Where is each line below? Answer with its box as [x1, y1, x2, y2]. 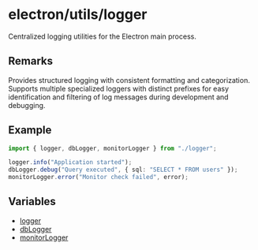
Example [8, 124, 52, 137]
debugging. [8, 100, 46, 110]
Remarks [8, 54, 54, 68]
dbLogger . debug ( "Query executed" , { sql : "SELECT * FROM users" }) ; [8, 166, 238, 174]
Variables [8, 195, 57, 208]
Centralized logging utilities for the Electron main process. [8, 32, 197, 41]
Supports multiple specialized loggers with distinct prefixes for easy [8, 84, 230, 93]
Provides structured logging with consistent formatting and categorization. [8, 75, 250, 84]
